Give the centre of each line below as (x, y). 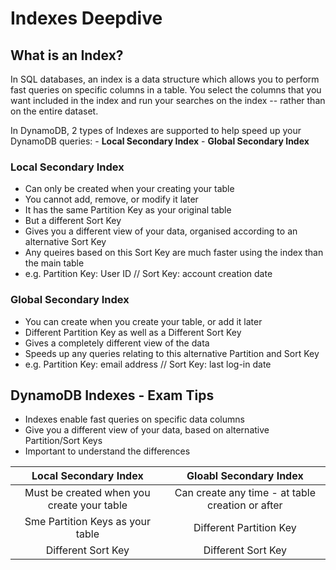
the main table (54, 263)
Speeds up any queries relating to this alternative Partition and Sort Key (172, 353)
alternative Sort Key (65, 242)
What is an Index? (67, 55)
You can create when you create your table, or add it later (143, 321)
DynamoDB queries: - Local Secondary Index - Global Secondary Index (160, 141)
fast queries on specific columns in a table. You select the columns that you (166, 90)
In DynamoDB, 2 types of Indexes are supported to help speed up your (156, 130)
